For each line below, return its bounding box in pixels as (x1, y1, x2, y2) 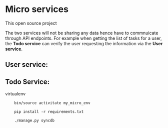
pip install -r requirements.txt (14, 109, 84, 114)
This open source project (5, 20, 57, 26)
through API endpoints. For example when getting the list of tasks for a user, (5, 35, 162, 41)
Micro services (5, 4, 69, 15)
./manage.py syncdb (14, 118, 55, 123)
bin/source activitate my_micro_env (14, 100, 91, 106)
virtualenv (5, 91, 26, 97)
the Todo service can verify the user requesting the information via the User (5, 40, 163, 46)
